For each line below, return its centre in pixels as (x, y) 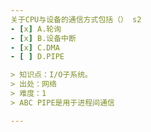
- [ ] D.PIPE (37, 57)
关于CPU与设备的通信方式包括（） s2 (76, 19)
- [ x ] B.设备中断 (43, 38)
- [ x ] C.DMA (35, 47)
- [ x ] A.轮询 (36, 29)
